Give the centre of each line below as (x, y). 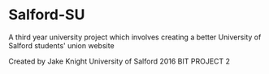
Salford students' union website (62, 45)
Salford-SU (47, 15)
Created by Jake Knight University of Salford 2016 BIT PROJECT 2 (119, 61)
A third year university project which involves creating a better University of (135, 37)
